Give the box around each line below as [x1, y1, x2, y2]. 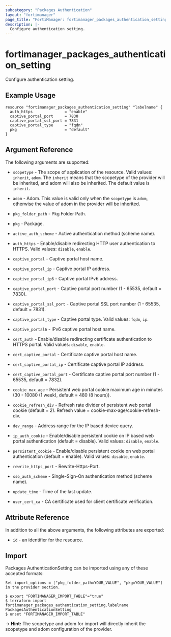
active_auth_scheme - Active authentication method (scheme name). [12, 230, 156, 236]
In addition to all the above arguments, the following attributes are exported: [5, 526, 164, 533]
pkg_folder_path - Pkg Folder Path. [12, 210, 87, 216]
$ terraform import [5, 598, 47, 604]
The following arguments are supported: [5, 159, 90, 165]
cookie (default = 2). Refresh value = [12, 407, 90, 413]
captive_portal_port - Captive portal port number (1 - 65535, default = [12, 285, 162, 292]
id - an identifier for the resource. [12, 537, 83, 543]
